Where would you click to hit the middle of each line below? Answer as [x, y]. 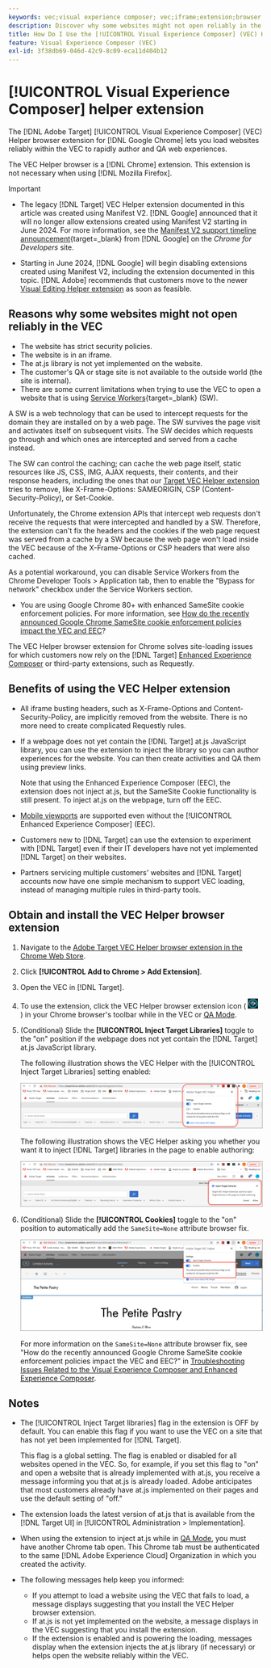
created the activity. [53, 1565]
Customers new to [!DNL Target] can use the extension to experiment [135, 840]
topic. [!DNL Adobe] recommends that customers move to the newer [134, 280]
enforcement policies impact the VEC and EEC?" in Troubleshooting [132, 1361]
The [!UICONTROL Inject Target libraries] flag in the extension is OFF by [140, 1423]
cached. [22, 556]
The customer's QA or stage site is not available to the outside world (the [141, 372]
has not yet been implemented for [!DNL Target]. [100, 1440]
